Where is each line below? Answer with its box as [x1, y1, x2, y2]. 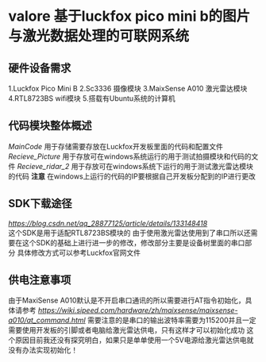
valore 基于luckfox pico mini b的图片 [8, 7, 251, 25]
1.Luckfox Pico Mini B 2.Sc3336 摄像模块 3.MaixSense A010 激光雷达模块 [8, 84, 248, 93]
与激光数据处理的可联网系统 [8, 27, 190, 45]
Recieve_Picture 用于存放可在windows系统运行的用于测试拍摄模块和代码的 [8, 152, 252, 161]
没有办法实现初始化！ [8, 345, 78, 355]
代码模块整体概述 [8, 119, 92, 133]
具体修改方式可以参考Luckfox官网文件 [17, 248, 141, 257]
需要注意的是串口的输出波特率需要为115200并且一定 [87, 315, 256, 325]
